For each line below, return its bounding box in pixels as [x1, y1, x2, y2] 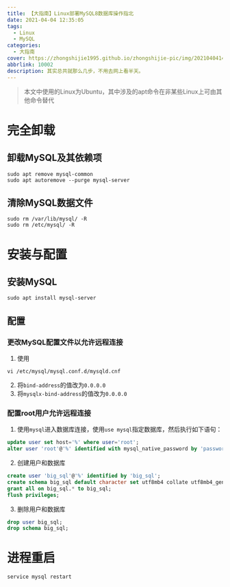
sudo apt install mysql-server [7, 295, 97, 302]
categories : [7, 42, 41, 49]
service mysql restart [7, 573, 72, 581]
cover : [7, 55, 26, 62]
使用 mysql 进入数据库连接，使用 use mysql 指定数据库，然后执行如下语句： [16, 425, 222, 434]
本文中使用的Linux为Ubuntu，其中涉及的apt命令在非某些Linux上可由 [23, 87, 217, 96]
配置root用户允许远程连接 [7, 408, 91, 418]
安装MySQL [7, 276, 57, 287]
